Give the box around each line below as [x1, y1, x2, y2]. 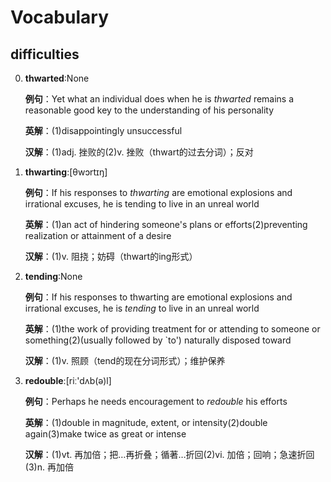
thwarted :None [24, 72, 90, 84]
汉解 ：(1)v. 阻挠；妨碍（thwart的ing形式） [24, 251, 198, 262]
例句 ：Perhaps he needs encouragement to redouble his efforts [24, 396, 288, 407]
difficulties [10, 46, 80, 63]
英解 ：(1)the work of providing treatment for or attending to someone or [24, 323, 321, 335]
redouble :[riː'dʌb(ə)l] [24, 375, 112, 386]
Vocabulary [10, 6, 109, 29]
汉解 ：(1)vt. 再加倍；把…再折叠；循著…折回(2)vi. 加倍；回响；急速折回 [24, 449, 315, 460]
